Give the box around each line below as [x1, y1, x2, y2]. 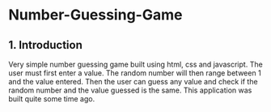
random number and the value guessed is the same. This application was [8, 85, 252, 95]
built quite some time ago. [8, 94, 95, 103]
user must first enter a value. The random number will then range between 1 [8, 68, 261, 78]
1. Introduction [8, 38, 83, 52]
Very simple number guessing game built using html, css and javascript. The [8, 59, 263, 69]
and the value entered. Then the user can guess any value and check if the [8, 77, 258, 86]
